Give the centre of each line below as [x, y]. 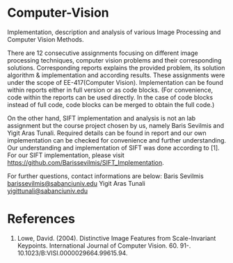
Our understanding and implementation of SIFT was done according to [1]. [114, 148]
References [41, 219]
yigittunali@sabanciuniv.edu [48, 191]
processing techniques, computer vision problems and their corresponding [114, 60]
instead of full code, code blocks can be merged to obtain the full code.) [111, 104]
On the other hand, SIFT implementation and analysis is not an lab [102, 118]
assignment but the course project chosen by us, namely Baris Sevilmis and [116, 125]
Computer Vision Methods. [46, 39]
